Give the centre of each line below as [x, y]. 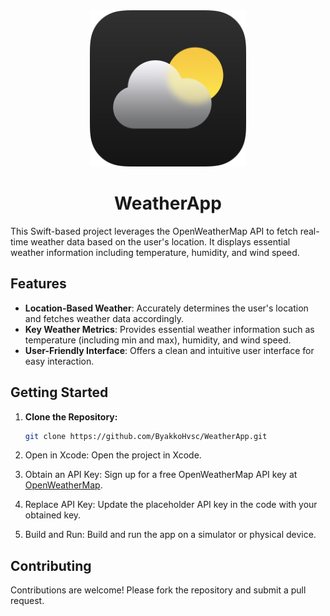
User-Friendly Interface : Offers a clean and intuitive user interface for [169, 350]
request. [27, 601]
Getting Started [59, 392]
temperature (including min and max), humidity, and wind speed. [158, 340]
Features [38, 284]
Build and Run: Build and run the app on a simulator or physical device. [170, 535]
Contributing [51, 565]
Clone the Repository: [71, 416]
